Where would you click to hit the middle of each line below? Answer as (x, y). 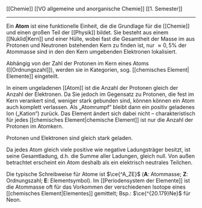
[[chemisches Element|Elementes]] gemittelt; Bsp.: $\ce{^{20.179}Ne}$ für (98, 193)
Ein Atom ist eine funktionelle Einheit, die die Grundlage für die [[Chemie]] (98, 26)
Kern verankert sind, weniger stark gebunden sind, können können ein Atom (101, 101)
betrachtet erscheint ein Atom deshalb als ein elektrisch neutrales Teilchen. (99, 162)
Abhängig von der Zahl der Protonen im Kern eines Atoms (78, 63)
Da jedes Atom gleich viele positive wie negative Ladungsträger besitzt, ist (98, 150)
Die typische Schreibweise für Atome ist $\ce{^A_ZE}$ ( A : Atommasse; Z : (97, 174)
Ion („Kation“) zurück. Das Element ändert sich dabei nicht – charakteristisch (101, 113)
